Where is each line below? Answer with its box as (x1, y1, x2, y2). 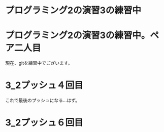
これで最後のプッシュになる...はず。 (5, 97, 80, 104)
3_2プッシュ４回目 (5, 79, 84, 91)
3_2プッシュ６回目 (5, 117, 84, 128)
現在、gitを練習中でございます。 (5, 60, 73, 66)
